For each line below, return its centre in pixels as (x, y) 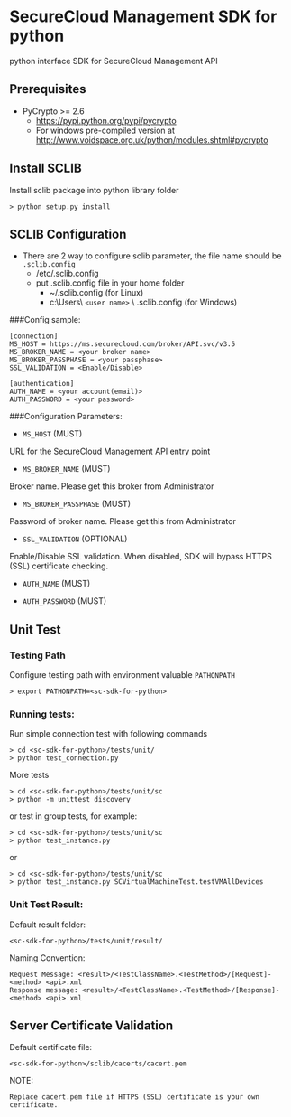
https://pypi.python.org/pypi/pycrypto (106, 120)
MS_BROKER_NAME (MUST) (66, 469)
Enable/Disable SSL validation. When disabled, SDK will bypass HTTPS (141, 557)
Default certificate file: (51, 1047)
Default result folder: (48, 925)
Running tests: (42, 714)
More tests (29, 775)
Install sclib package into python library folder (94, 190)
